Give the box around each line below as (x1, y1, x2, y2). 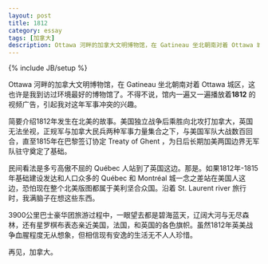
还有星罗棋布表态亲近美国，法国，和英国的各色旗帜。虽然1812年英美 (22, 220, 246, 230)
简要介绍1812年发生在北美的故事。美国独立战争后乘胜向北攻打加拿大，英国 (8, 116, 254, 126)
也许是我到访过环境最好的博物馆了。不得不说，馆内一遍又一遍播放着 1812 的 (8, 89, 256, 100)
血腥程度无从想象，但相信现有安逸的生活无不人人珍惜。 (14, 231, 197, 240)
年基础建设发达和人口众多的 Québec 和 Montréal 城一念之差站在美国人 (8, 173, 239, 183)
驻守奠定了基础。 (14, 147, 72, 156)
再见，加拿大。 (8, 247, 57, 257)
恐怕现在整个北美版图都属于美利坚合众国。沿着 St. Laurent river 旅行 (22, 183, 247, 193)
